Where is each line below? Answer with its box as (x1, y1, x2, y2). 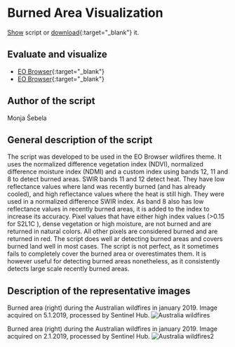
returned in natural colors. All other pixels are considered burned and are (7, 227, 218, 236)
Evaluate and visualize (7, 48, 107, 60)
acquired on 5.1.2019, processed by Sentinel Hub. (7, 311, 150, 320)
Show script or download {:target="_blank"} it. (7, 28, 140, 37)
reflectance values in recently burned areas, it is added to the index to (7, 205, 210, 214)
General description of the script (7, 133, 153, 145)
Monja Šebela (7, 114, 47, 122)
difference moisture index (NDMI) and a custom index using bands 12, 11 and (7, 167, 229, 176)
